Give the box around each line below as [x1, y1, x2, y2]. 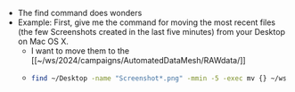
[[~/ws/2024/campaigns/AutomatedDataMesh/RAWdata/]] [30, 55, 247, 65]
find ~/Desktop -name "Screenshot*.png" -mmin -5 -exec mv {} [30, 74, 267, 83]
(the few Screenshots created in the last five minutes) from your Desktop [17, 27, 285, 37]
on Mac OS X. [17, 36, 70, 46]
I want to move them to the [30, 46, 130, 56]
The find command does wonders [17, 8, 143, 18]
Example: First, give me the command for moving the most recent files [17, 17, 276, 28]
